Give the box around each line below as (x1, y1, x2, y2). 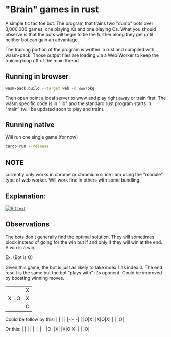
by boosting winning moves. (5, 275, 65, 281)
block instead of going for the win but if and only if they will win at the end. (5, 239, 162, 245)
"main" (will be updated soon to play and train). (5, 106, 105, 112)
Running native (5, 121, 55, 129)
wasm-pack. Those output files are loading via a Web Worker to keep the (5, 52, 159, 58)
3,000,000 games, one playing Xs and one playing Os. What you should (5, 25, 156, 32)
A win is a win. (5, 244, 36, 250)
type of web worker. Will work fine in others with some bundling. (5, 177, 141, 183)
